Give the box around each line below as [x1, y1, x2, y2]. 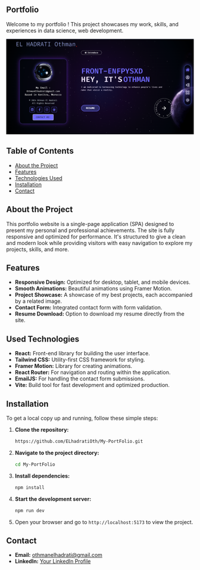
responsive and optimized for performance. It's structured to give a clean [6, 233, 186, 240]
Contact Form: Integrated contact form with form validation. [14, 304, 162, 311]
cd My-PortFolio [14, 461, 55, 467]
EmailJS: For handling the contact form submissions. [14, 375, 145, 382]
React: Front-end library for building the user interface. [14, 350, 150, 357]
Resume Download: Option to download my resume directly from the [14, 310, 185, 318]
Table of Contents [6, 146, 74, 156]
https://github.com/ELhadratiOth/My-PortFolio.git [14, 438, 143, 445]
